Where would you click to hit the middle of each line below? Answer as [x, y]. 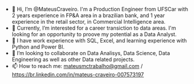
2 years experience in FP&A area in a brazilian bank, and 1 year [88, 15]
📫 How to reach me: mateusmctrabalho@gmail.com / [77, 66]
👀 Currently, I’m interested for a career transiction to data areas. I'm [94, 28]
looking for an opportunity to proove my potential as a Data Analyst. [94, 34]
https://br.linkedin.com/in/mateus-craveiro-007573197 [78, 75]
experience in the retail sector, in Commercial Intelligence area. [88, 22]
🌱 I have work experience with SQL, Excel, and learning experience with [99, 41]
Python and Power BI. [38, 47]
